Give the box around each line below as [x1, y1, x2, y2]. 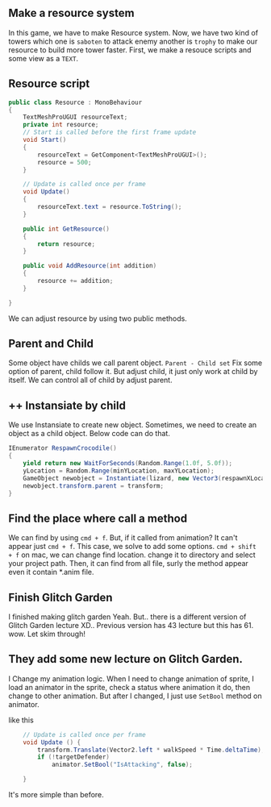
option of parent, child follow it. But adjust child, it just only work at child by [8, 367, 258, 376]
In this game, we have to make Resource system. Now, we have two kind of [8, 27, 259, 37]
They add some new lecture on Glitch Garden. [8, 652, 244, 666]
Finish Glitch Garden [8, 590, 113, 604]
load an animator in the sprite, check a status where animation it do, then [8, 682, 251, 692]
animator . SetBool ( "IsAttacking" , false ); [51, 761, 194, 769]
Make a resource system [8, 6, 135, 20]
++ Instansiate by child [8, 398, 127, 412]
